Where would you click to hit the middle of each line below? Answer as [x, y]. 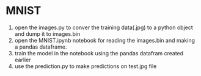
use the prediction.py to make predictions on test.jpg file [86, 66]
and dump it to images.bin [47, 33]
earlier [23, 60]
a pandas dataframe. [41, 47]
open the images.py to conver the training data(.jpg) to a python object [104, 27]
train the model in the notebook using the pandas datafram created [99, 53]
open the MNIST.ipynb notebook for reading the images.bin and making [104, 40]
